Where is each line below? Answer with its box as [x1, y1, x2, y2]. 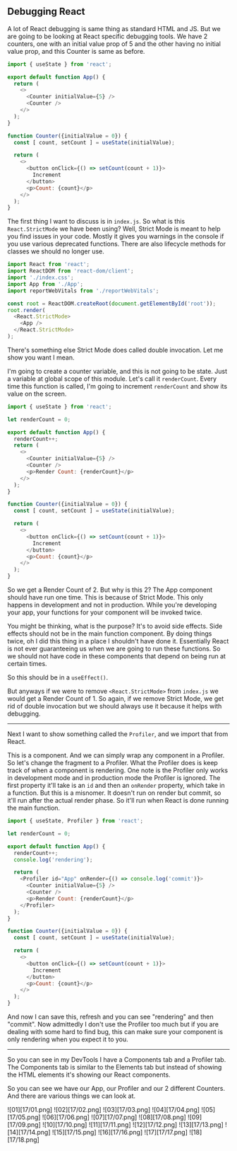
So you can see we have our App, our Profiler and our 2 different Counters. [7, 1084, 226, 1093]
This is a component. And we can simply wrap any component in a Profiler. [7, 751, 225, 760]
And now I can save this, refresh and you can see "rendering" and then [7, 1012, 214, 1021]
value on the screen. [7, 389, 67, 398]
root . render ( [7, 307, 46, 314]
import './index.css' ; [7, 274, 74, 282]
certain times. [7, 660, 47, 668]
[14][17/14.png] [7, 1128, 51, 1137]
